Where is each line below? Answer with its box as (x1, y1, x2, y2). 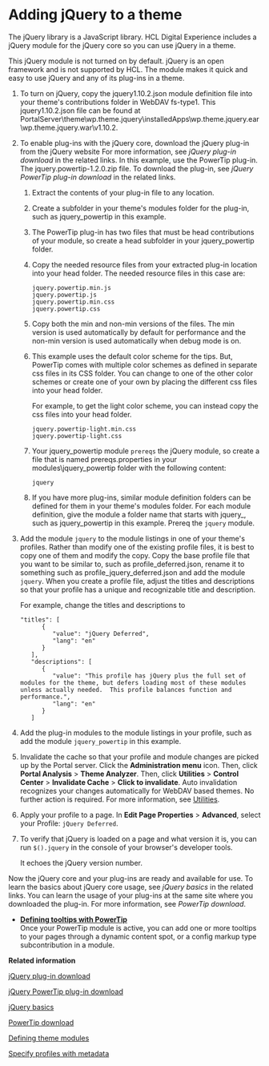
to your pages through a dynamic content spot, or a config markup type (19, 931, 257, 941)
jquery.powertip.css (31, 304, 101, 313)
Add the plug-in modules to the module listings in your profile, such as (19, 727, 252, 738)
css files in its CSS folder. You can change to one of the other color (31, 368, 254, 378)
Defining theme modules (8, 1033, 90, 1043)
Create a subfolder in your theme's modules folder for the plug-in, (31, 203, 250, 213)
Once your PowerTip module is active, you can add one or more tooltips (19, 923, 257, 932)
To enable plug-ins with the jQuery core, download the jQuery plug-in (19, 138, 250, 147)
